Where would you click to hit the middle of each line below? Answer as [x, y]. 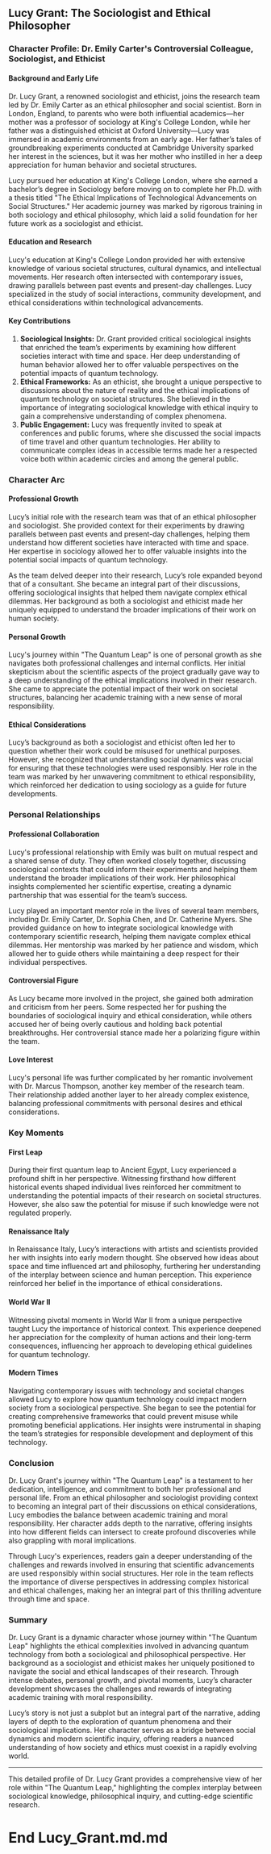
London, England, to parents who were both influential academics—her [126, 113]
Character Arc [37, 479]
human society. [34, 618]
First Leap [25, 1152]
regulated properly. [40, 1213]
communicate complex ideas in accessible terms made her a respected [138, 450]
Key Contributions [40, 321]
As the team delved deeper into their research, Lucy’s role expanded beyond [135, 575]
